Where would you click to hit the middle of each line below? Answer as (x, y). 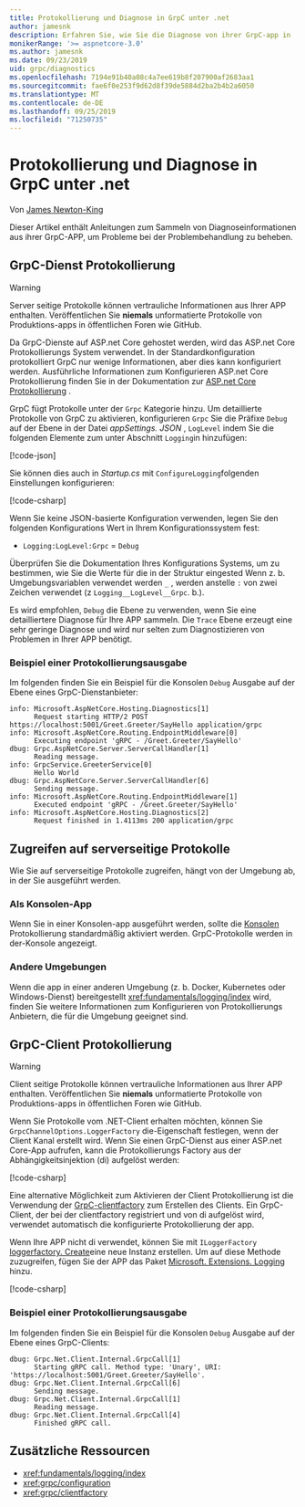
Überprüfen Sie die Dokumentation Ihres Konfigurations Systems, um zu (145, 563)
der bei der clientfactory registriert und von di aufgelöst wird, (150, 1215)
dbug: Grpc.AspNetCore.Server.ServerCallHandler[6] (109, 781)
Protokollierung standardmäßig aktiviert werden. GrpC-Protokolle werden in (151, 934)
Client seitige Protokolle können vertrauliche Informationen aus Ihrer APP (146, 1084)
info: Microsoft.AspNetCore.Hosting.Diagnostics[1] (109, 709)
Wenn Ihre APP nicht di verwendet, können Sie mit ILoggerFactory (133, 1242)
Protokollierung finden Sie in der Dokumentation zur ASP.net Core (133, 381)
